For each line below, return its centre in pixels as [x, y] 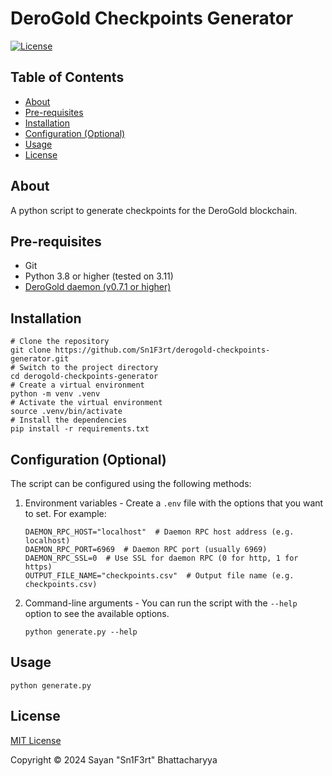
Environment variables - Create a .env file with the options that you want [174, 503]
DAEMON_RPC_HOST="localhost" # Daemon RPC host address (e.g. [159, 532]
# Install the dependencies [69, 420]
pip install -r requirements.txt [80, 429]
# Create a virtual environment [77, 385]
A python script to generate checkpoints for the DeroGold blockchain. [154, 210]
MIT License [36, 740]
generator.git [40, 359]
